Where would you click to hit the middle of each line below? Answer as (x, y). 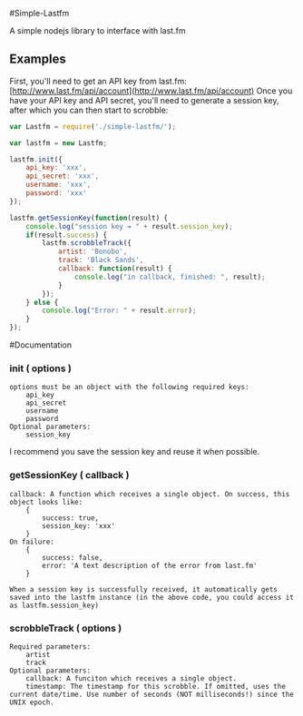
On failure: (32, 542)
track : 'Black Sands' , (101, 260)
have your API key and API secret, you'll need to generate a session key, (144, 100)
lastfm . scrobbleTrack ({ (87, 243)
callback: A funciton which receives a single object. (132, 678)
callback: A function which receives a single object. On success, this (150, 494)
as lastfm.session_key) (54, 605)
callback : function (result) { (115, 269)
